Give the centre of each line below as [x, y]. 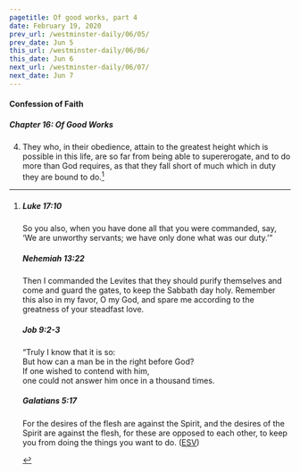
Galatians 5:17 [50, 401]
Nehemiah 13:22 [53, 258]
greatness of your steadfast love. [83, 309]
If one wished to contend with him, [86, 370]
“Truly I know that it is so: [69, 352]
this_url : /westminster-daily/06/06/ [79, 51]
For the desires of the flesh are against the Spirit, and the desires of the [154, 423]
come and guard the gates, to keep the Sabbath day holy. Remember [149, 290]
